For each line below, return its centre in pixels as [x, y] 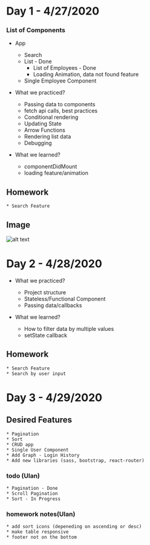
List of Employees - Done [65, 68]
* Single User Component [37, 450]
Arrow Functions [44, 130]
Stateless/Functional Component [65, 299]
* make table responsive [37, 532]
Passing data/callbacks [53, 305]
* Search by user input [36, 374]
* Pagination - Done [32, 489]
